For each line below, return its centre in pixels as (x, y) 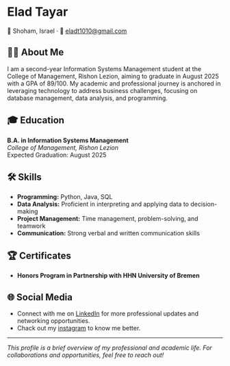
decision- (204, 204)
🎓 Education (36, 120)
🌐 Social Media (40, 297)
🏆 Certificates (39, 256)
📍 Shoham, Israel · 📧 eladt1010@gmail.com (67, 31)
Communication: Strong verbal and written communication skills (108, 233)
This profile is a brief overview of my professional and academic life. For (110, 348)
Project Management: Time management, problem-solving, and (107, 219)
